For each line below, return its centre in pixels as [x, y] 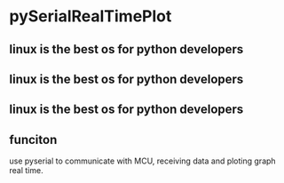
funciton [33, 139]
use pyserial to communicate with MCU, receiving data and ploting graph [143, 161]
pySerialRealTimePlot [91, 16]
